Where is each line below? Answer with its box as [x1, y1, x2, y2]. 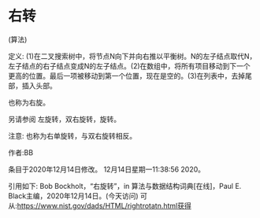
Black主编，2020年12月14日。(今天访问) [8, 190, 139, 201]
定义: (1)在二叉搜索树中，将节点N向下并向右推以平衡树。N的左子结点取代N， [8, 51, 257, 61]
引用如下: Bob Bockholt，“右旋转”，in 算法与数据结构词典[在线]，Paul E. [8, 181, 242, 190]
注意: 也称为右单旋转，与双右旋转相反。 [8, 131, 136, 140]
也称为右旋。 [8, 98, 50, 107]
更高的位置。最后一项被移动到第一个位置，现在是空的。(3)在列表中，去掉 [8, 71, 246, 80]
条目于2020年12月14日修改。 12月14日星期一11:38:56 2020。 [8, 164, 206, 174]
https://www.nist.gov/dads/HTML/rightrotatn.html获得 [17, 201, 191, 210]
